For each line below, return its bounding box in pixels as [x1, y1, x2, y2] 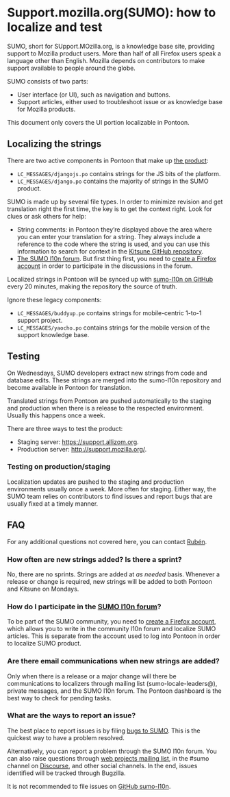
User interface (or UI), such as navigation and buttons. [16, 90, 171, 99]
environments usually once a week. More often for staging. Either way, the [7, 485, 217, 493]
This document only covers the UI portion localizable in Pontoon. [7, 118, 190, 126]
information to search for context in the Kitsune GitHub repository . [16, 247, 204, 255]
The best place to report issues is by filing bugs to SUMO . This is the [7, 726, 201, 735]
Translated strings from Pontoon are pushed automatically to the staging [7, 396, 212, 405]
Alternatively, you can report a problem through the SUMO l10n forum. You [7, 747, 217, 755]
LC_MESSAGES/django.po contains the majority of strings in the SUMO [16, 177, 209, 185]
